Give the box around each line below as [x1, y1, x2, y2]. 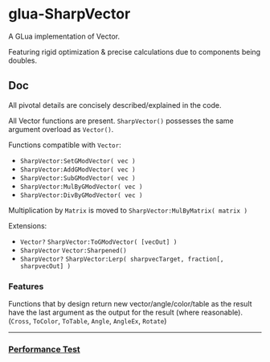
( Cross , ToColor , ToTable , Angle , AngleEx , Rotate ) [8, 316, 167, 326]
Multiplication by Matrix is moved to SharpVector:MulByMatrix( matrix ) [8, 205, 247, 215]
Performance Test [8, 343, 80, 355]
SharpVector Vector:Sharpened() [19, 246, 127, 254]
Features [8, 281, 44, 292]
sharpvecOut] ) [19, 262, 72, 270]
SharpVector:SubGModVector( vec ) [19, 174, 136, 182]
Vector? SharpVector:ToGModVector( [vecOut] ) [19, 238, 178, 246]
